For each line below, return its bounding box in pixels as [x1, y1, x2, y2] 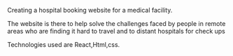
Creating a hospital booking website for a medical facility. [7, 6, 173, 14]
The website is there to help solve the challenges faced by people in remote [7, 20, 226, 27]
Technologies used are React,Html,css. [7, 41, 120, 48]
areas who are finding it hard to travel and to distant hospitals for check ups [7, 27, 226, 35]
